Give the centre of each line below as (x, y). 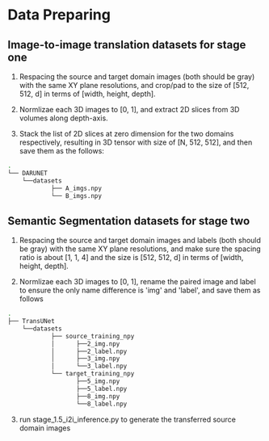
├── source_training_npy (92, 336)
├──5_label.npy (102, 388)
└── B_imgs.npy (76, 195)
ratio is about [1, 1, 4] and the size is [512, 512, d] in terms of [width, (131, 258)
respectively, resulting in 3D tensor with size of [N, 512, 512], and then (136, 142)
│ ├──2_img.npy (85, 344)
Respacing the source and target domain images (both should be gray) (137, 77)
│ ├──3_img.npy (85, 359)
